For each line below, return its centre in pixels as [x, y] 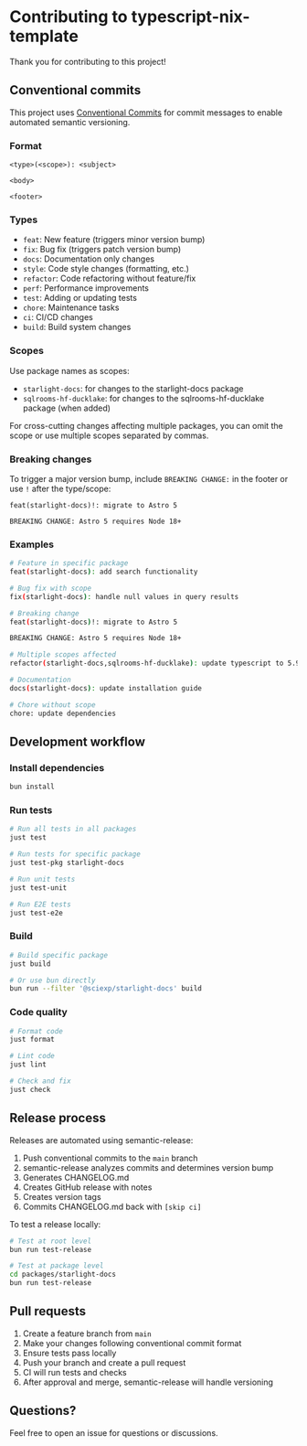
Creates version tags [62, 1196]
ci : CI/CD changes [58, 317]
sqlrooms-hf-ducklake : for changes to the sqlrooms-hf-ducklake [143, 398]
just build [30, 964]
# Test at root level [51, 1241]
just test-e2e [37, 913]
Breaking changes [51, 459]
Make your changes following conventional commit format [132, 1343]
